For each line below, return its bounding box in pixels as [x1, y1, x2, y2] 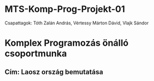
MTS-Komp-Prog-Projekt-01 [4, 3, 125, 15]
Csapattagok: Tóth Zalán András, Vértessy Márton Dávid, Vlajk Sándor [4, 20, 149, 26]
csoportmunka [4, 48, 67, 59]
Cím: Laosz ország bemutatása [4, 68, 103, 76]
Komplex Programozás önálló [4, 37, 129, 49]
